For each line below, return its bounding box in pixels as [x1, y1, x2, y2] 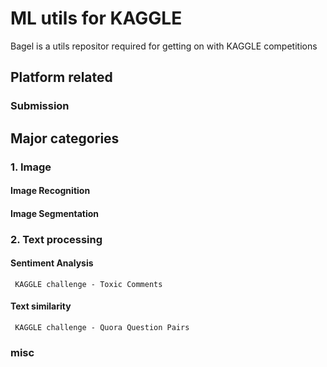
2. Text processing [10, 232, 103, 246]
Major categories [10, 130, 120, 147]
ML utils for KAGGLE [10, 7, 183, 30]
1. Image [10, 160, 52, 174]
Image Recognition [10, 185, 91, 197]
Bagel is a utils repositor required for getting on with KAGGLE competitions [10, 40, 318, 52]
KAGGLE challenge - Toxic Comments [14, 279, 163, 289]
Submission [10, 99, 70, 113]
